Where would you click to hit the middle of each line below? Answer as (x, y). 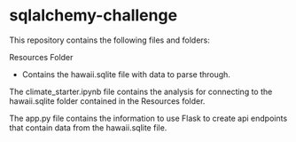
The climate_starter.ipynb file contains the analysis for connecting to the (141, 91)
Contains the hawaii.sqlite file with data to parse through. (126, 74)
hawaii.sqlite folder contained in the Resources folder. (107, 101)
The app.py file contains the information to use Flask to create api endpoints (148, 118)
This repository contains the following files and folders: (110, 40)
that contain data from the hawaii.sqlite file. (88, 127)
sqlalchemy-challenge (93, 16)
